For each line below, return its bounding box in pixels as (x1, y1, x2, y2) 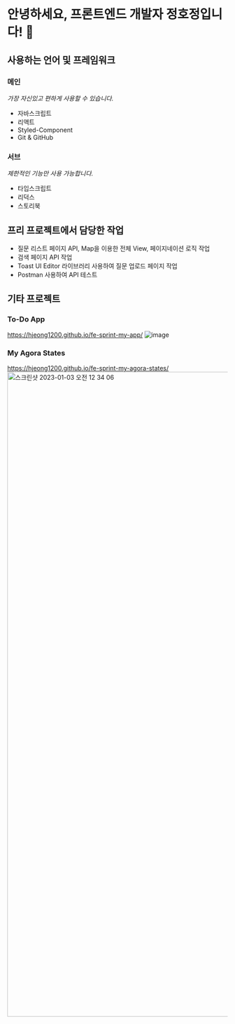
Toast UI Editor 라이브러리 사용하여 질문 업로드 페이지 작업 (17, 261, 178, 270)
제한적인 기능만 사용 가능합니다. (7, 169, 94, 178)
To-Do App (7, 314, 45, 324)
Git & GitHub (17, 133, 54, 141)
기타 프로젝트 (7, 293, 61, 305)
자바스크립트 (17, 109, 52, 117)
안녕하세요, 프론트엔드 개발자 (7, 6, 164, 22)
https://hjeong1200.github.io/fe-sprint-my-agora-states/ (7, 364, 169, 372)
